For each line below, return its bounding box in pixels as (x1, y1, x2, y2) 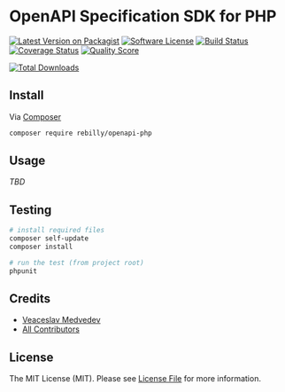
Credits (9, 291, 51, 307)
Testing (9, 202, 52, 217)
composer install (9, 242, 73, 251)
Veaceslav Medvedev (21, 315, 101, 325)
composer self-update (9, 234, 89, 243)
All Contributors (21, 324, 80, 334)
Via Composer (9, 111, 62, 122)
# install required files (9, 226, 104, 235)
